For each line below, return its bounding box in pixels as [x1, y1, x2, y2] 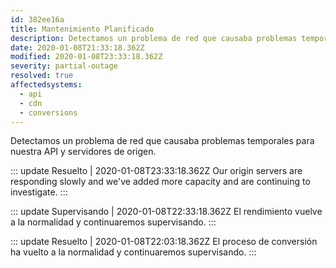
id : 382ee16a [10, 14, 65, 25]
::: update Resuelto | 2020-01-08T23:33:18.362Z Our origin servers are [10, 165, 303, 177]
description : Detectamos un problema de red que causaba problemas [10, 33, 298, 43]
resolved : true [10, 71, 74, 81]
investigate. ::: [10, 186, 68, 198]
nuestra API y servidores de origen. [10, 146, 157, 158]
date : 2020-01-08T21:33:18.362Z [10, 42, 145, 53]
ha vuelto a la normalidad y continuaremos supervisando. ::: [10, 246, 257, 258]
